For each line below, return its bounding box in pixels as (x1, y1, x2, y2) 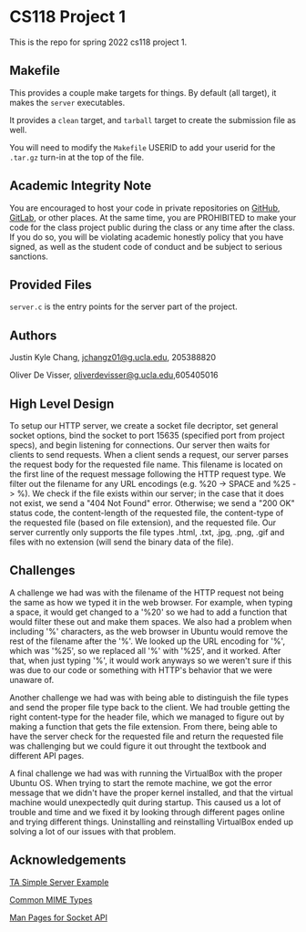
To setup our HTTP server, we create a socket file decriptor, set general (9, 420, 279, 430)
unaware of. (9, 674, 55, 685)
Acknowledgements (9, 853, 127, 868)
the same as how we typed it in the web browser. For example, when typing (9, 596, 293, 607)
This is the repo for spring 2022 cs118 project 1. (9, 36, 188, 47)
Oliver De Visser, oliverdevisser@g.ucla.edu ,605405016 (9, 369, 219, 380)
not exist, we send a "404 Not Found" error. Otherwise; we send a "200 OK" (9, 498, 295, 508)
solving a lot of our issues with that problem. (9, 825, 177, 836)
